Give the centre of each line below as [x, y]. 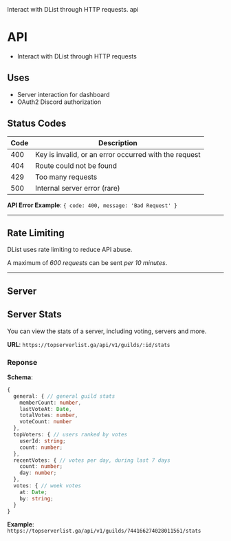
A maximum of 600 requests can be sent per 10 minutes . [87, 263]
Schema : [20, 377]
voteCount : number [46, 422]
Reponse [22, 362]
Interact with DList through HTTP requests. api [73, 9]
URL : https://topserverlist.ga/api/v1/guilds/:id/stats [89, 344]
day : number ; [38, 473]
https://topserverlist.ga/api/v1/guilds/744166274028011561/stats [104, 531]
